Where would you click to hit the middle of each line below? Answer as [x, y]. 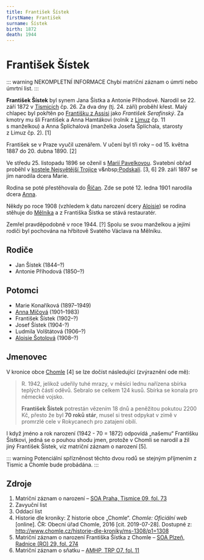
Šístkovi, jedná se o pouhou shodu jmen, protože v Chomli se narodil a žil [98, 440]
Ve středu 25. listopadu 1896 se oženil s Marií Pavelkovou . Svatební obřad [99, 163]
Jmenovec [27, 357]
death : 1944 [21, 35]
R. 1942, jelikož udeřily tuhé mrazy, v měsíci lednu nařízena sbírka [104, 383]
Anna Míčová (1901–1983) [47, 312]
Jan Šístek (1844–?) [40, 265]
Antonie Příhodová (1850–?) [50, 271]
